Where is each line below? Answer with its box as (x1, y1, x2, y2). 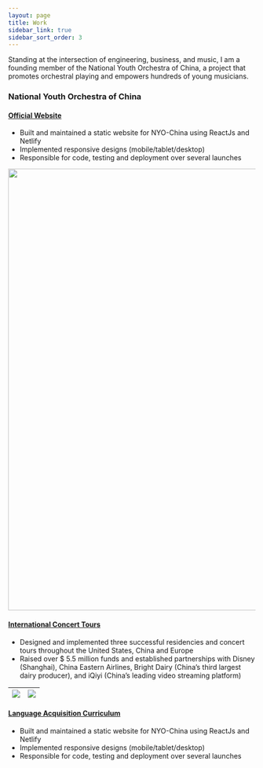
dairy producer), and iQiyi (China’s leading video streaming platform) (19, 671, 242, 680)
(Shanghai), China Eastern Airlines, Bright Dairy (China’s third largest (19, 662, 242, 671)
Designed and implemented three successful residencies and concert (19, 637, 245, 646)
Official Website (8, 111, 62, 120)
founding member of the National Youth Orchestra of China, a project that (8, 64, 246, 73)
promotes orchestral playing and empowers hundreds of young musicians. (8, 71, 249, 81)
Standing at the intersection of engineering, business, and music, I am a (8, 55, 241, 64)
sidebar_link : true (8, 26, 72, 34)
